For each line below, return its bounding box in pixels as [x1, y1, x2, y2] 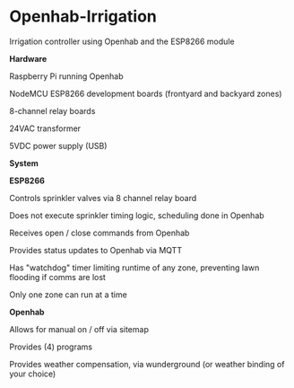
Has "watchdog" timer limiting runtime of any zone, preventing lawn [9, 262, 260, 273]
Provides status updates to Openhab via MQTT [9, 244, 182, 255]
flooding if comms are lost [9, 271, 106, 282]
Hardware [9, 53, 48, 64]
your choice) [9, 368, 56, 379]
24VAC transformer [9, 123, 82, 134]
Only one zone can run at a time [9, 289, 127, 300]
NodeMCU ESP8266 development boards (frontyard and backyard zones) [9, 88, 282, 99]
